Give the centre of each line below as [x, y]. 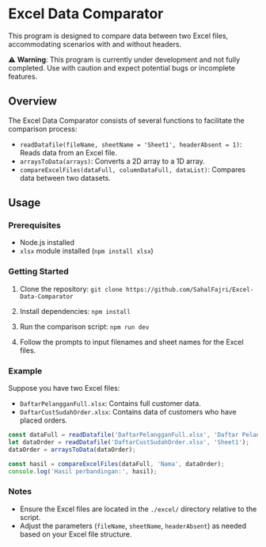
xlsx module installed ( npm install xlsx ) [87, 251]
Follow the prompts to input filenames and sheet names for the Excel [131, 342]
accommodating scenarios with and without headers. [95, 44]
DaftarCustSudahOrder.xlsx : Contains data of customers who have [128, 412]
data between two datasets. [65, 178]
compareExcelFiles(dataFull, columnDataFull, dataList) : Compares [133, 169]
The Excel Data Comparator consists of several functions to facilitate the [126, 120]
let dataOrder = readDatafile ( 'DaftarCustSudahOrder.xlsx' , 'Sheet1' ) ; [129, 442]
